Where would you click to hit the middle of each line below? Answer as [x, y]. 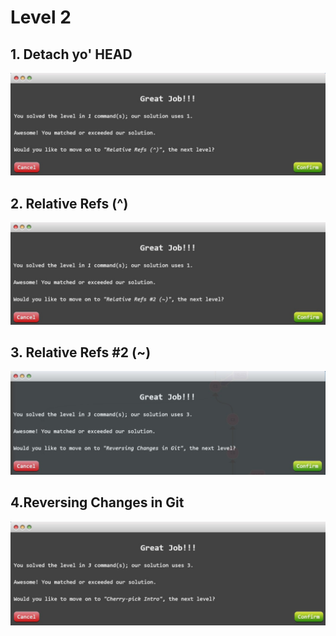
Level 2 [41, 17]
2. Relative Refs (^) [69, 203]
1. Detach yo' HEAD [71, 54]
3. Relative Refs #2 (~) [81, 352]
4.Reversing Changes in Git [97, 502]
